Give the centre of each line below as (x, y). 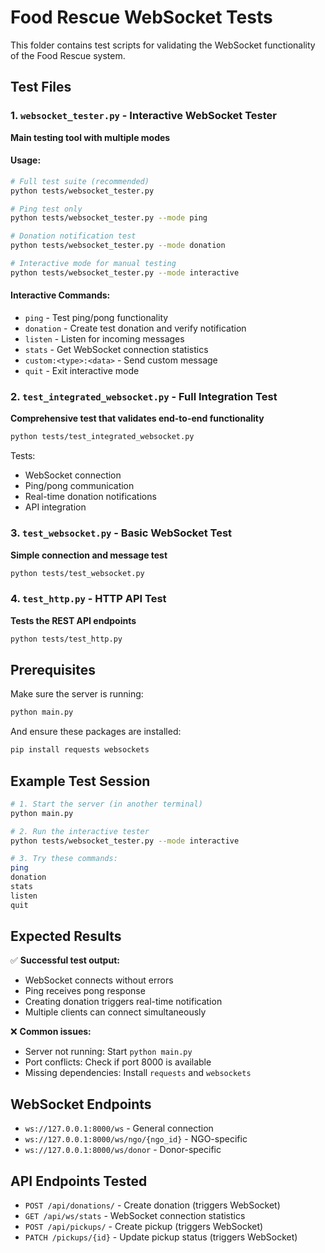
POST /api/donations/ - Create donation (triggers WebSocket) (152, 1205)
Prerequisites (53, 669)
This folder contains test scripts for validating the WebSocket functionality (163, 45)
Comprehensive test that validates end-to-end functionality (137, 418)
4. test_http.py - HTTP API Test (88, 599)
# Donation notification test (73, 236)
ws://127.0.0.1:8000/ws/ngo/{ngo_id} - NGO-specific (136, 1139)
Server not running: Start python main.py (108, 1052)
